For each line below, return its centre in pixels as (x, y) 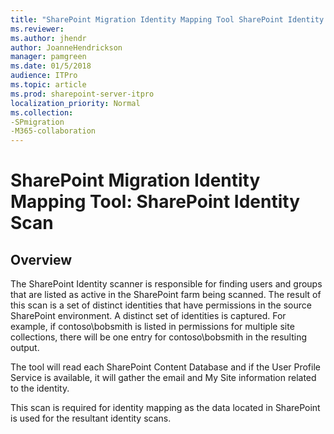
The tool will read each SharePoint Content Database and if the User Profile (165, 367)
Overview (41, 259)
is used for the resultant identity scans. (91, 418)
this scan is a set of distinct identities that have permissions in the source (161, 305)
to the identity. (40, 388)
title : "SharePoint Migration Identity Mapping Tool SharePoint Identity (167, 19)
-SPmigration (37, 122)
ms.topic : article (48, 85)
